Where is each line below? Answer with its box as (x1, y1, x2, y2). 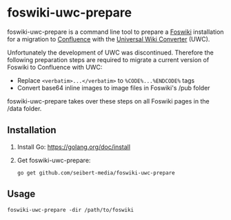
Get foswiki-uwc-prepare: (17, 156, 91, 164)
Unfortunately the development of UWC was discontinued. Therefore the (7, 48, 214, 57)
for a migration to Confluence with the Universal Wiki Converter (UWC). (7, 34, 210, 43)
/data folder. (7, 104, 42, 112)
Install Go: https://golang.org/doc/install (17, 143, 131, 151)
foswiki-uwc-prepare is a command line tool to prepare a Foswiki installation (7, 28, 224, 36)
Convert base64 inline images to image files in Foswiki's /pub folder (17, 83, 210, 92)
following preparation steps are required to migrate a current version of (7, 55, 210, 63)
